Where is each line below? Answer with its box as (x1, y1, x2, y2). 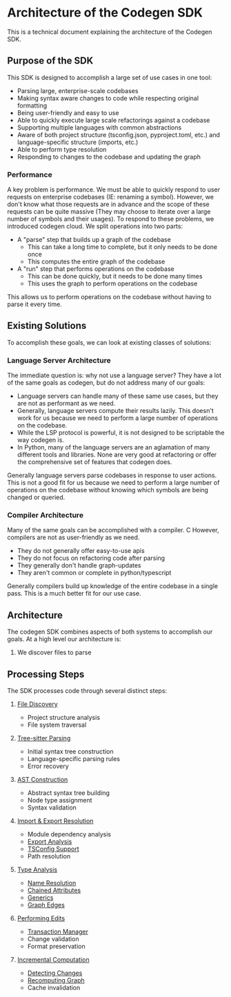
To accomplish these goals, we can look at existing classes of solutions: (7, 338, 212, 346)
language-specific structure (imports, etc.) (17, 138, 139, 146)
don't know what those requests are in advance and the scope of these (7, 200, 210, 208)
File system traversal (27, 721, 87, 729)
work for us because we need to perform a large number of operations (17, 414, 219, 422)
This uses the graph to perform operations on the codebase (27, 279, 198, 288)
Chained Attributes (27, 886, 81, 894)
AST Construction (17, 776, 68, 784)
